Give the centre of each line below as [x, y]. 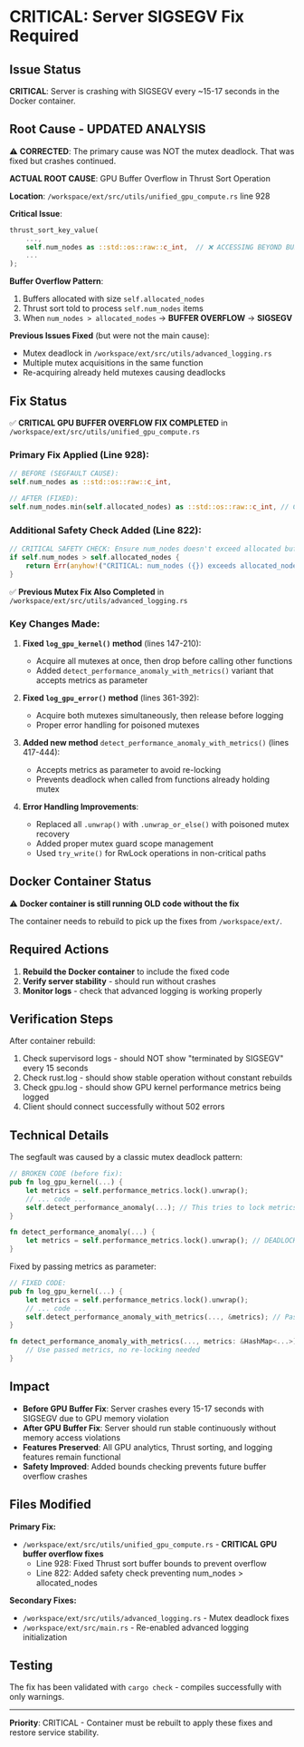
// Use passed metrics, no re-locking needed [113, 1350]
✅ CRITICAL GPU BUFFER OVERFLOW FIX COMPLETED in [119, 423]
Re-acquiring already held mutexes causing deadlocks [124, 373]
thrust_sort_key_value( [54, 230]
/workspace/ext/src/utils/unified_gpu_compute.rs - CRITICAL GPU [150, 1544]
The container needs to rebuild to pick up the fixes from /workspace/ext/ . [146, 921]
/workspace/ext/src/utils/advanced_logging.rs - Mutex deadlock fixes [156, 1617]
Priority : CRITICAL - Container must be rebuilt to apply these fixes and [141, 1723]
